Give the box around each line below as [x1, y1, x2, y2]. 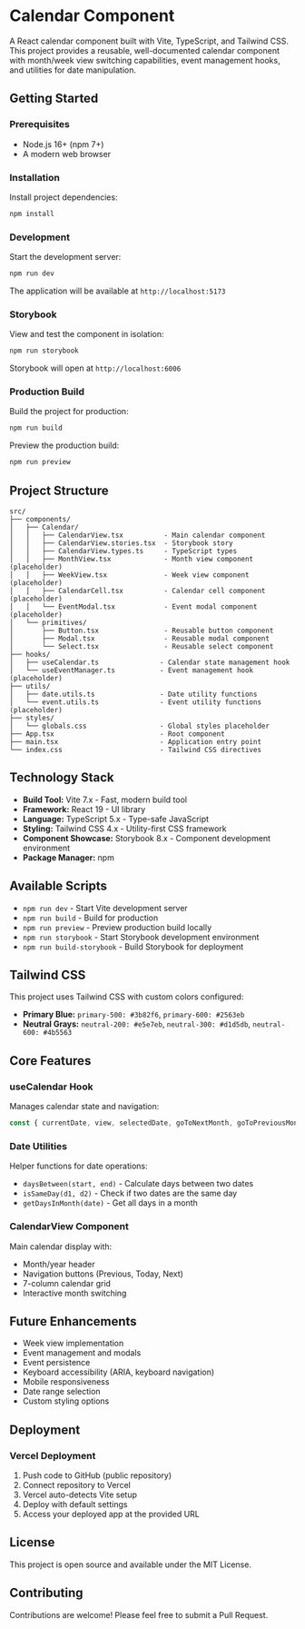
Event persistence [22, 1357, 91, 1368]
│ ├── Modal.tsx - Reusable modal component [9, 634, 271, 643]
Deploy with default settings [22, 1499, 128, 1510]
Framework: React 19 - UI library [22, 803, 146, 814]
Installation [9, 171, 61, 184]
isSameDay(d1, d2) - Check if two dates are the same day [22, 1187, 238, 1199]
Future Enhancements [9, 1314, 138, 1329]
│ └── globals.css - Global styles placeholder [9, 721, 271, 730]
